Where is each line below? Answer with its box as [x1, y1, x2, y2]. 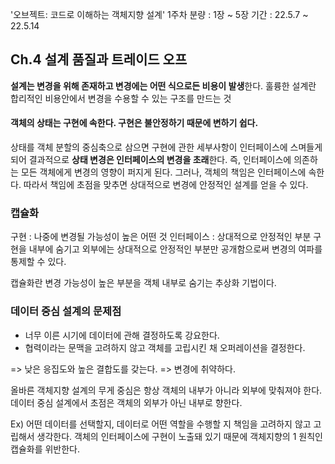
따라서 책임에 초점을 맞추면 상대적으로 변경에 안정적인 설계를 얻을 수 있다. [23, 179, 309, 191]
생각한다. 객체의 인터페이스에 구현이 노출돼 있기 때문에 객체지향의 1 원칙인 [36, 430, 323, 442]
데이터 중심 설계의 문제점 [10, 304, 122, 318]
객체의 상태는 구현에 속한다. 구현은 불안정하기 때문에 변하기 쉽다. [10, 117, 259, 129]
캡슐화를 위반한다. [10, 443, 81, 455]
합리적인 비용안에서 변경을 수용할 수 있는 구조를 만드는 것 [10, 92, 232, 104]
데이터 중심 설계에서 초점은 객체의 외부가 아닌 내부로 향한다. [10, 396, 243, 408]
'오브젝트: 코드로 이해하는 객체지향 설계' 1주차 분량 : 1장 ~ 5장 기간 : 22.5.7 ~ [10, 9, 309, 20]
